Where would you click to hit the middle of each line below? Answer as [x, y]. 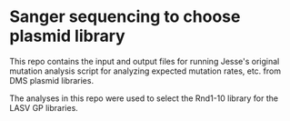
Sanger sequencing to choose [125, 17]
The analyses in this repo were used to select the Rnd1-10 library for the [144, 98]
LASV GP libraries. [44, 107]
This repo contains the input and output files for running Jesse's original [145, 61]
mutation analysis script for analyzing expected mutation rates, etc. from [145, 71]
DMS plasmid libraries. [51, 80]
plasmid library [67, 36]
